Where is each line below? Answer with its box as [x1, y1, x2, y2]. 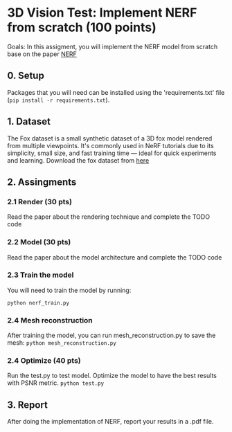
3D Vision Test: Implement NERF [7, 5, 197, 21]
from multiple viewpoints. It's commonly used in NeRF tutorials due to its [7, 141, 214, 150]
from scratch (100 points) [7, 19, 157, 35]
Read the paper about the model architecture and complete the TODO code [7, 253, 222, 261]
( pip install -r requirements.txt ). [7, 96, 110, 104]
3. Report [7, 399, 48, 411]
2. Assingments [7, 176, 77, 188]
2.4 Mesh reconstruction [7, 315, 93, 325]
